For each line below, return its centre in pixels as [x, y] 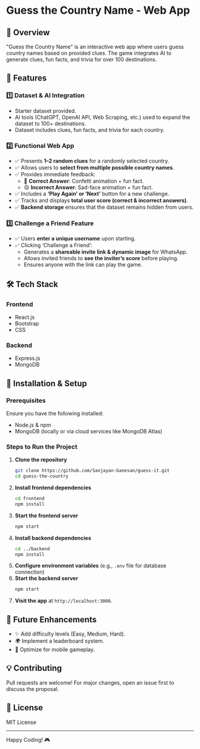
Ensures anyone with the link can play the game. [83, 265]
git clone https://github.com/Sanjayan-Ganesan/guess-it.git [92, 471]
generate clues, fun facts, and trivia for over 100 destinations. [82, 59]
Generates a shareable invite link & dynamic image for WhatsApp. [106, 252]
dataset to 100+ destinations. [50, 124]
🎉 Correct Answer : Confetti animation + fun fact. [84, 181]
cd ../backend [32, 549]
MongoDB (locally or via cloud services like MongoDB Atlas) [88, 431]
